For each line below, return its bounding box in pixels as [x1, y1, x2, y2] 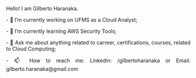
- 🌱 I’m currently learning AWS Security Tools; [6, 28, 117, 35]
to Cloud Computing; [6, 45, 57, 52]
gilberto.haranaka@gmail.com [6, 66, 79, 72]
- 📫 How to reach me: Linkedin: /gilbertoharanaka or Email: [6, 57, 191, 64]
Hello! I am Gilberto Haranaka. [6, 5, 78, 12]
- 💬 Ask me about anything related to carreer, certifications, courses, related [6, 39, 191, 46]
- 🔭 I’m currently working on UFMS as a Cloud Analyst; [6, 16, 137, 23]
